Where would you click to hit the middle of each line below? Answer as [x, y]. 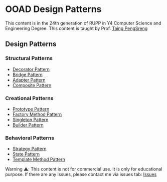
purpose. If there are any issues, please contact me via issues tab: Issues [81, 174]
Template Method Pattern [39, 159]
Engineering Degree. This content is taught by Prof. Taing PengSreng [76, 28]
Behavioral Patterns [30, 137]
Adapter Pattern [29, 80]
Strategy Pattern [29, 149]
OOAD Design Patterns [53, 9]
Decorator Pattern [31, 69]
